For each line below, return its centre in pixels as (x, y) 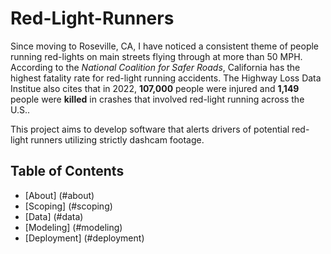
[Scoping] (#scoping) (68, 206)
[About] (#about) (59, 195)
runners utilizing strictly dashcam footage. (117, 139)
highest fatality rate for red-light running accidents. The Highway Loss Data (166, 78)
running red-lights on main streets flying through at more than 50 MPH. (156, 56)
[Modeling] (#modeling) (73, 227)
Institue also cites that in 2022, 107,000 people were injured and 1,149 (155, 88)
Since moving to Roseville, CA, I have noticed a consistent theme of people (165, 46)
